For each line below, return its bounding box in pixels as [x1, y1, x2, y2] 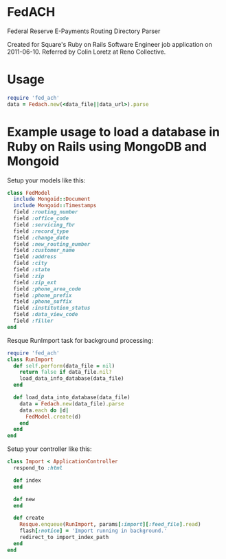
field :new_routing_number [13, 240, 91, 248]
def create [13, 514, 45, 522]
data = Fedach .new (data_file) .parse [19, 400, 125, 407]
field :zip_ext [13, 279, 57, 286]
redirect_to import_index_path [19, 534, 109, 541]
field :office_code [13, 215, 69, 222]
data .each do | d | [19, 407, 69, 414]
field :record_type [13, 228, 69, 235]
